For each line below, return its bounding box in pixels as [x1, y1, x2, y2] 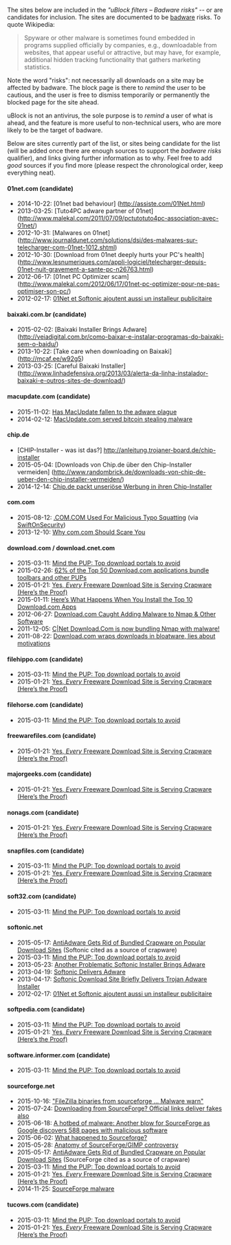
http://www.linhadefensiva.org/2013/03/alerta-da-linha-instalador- [19, 369, 208, 377]
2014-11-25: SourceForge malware [16, 1185, 115, 1193]
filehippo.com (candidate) [7, 655, 84, 663]
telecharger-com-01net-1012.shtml [16, 243, 115, 251]
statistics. [23, 63, 52, 71]
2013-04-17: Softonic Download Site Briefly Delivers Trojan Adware [16, 975, 208, 983]
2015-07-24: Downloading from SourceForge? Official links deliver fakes [16, 1104, 222, 1112]
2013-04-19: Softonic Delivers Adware [16, 967, 126, 976]
